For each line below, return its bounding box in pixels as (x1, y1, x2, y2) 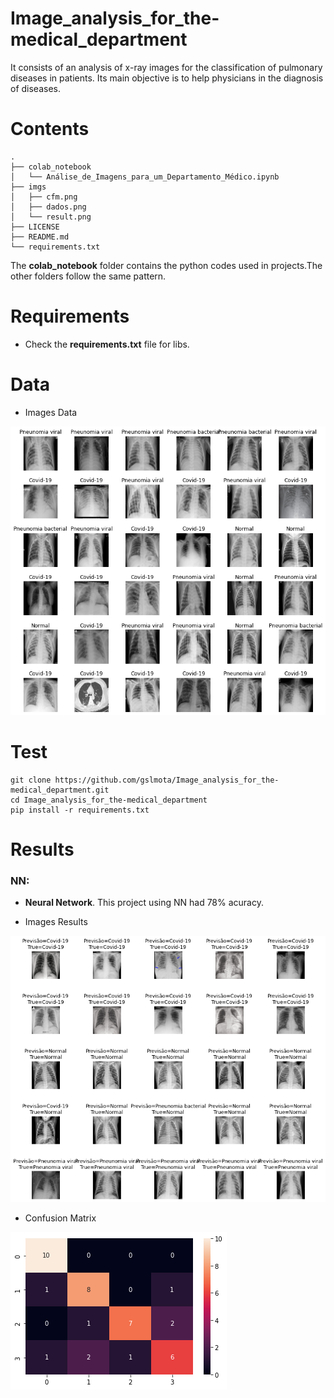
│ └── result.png (10, 212, 92, 222)
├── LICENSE (10, 222, 60, 232)
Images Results (24, 915, 88, 927)
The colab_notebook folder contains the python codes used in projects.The (10, 259, 323, 271)
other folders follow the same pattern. (10, 270, 167, 282)
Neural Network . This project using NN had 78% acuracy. (24, 896, 264, 908)
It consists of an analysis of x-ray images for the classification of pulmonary (10, 61, 323, 73)
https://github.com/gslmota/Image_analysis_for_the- (54, 775, 280, 785)
